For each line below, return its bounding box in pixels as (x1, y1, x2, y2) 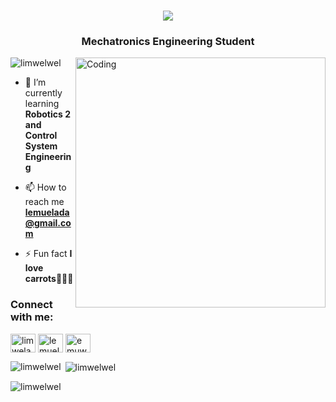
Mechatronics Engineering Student (81, 35, 255, 49)
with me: (10, 310, 54, 324)
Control (24, 130, 58, 142)
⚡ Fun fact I (24, 248, 73, 260)
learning (24, 98, 60, 110)
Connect (10, 298, 53, 312)
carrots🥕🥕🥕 (24, 273, 74, 285)
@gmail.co (24, 217, 72, 229)
